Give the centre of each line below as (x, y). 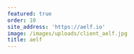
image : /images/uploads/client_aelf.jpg (68, 33)
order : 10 (22, 20)
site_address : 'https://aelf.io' (56, 27)
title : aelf (25, 40)
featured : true (30, 14)
